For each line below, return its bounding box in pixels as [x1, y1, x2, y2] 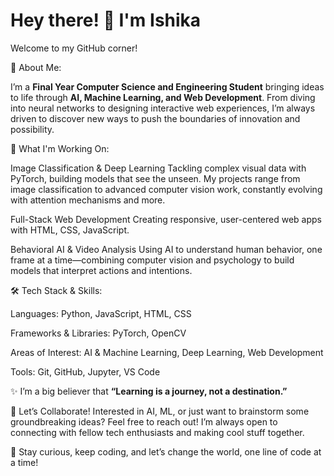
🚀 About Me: [10, 61, 62, 73]
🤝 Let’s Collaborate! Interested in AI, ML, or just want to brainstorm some [10, 405, 310, 417]
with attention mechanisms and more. [10, 194, 166, 206]
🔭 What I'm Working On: [10, 142, 110, 154]
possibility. [10, 123, 55, 135]
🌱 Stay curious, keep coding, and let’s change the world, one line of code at [10, 445, 322, 458]
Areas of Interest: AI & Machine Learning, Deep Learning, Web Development [10, 346, 324, 358]
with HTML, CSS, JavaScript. [10, 224, 130, 236]
